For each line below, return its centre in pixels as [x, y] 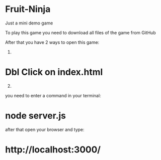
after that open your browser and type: [45, 129]
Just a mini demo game [29, 23]
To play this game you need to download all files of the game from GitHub [80, 32]
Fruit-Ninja [28, 9]
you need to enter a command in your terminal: [53, 95]
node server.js [36, 116]
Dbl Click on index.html [54, 72]
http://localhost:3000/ [53, 150]
